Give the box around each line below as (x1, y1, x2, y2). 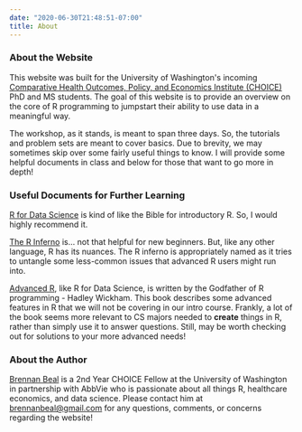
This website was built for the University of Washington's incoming (9, 71, 258, 82)
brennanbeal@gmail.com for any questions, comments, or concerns (9, 403, 262, 414)
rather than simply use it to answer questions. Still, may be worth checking (9, 322, 287, 333)
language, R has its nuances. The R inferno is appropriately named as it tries (9, 246, 293, 258)
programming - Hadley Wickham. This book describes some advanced (9, 293, 272, 304)
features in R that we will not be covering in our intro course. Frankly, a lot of (9, 302, 293, 313)
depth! (9, 166, 34, 177)
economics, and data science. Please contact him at (9, 393, 204, 404)
